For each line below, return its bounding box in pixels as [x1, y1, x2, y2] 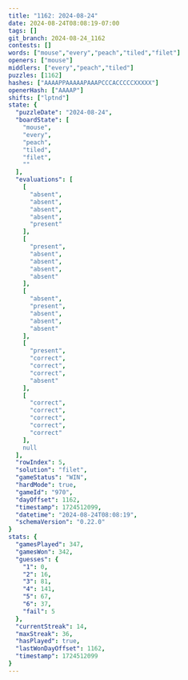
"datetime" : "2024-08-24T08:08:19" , [15, 510, 138, 519]
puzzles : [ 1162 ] [8, 71, 62, 79]
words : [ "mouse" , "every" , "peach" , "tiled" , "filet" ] [8, 49, 181, 57]
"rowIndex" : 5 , [15, 458, 66, 467]
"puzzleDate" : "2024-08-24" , [15, 109, 113, 117]
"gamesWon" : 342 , [15, 548, 74, 556]
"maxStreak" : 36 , [15, 630, 74, 638]
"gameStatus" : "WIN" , [15, 473, 88, 481]
